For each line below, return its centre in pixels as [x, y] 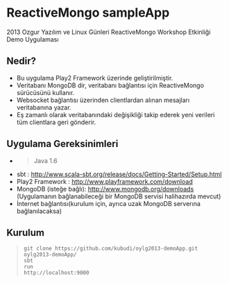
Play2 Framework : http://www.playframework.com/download [104, 181]
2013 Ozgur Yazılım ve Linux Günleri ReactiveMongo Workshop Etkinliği [109, 32]
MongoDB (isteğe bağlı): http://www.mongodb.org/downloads [105, 189]
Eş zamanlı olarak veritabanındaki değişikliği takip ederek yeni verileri [116, 114]
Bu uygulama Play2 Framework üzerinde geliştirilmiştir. [95, 78]
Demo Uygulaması [33, 39]
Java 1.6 [45, 160]
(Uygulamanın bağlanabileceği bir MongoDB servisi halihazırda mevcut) [119, 196]
